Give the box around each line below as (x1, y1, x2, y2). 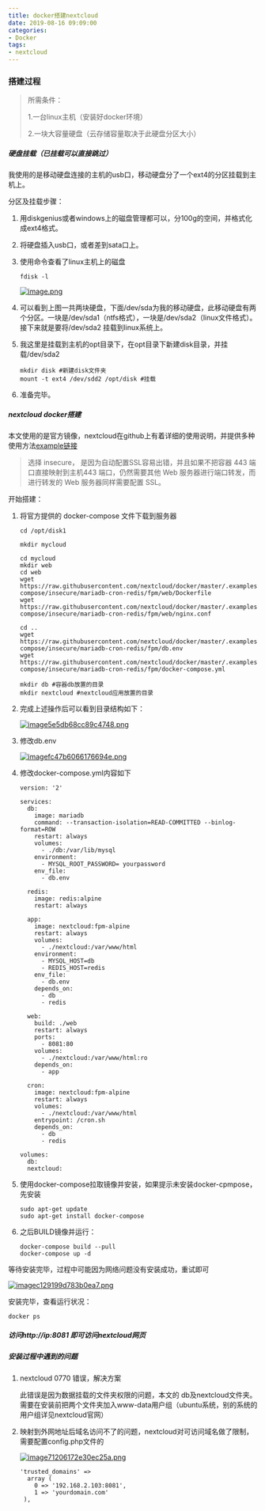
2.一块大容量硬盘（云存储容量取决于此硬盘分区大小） (27, 129, 201, 138)
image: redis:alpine (34, 895, 102, 903)
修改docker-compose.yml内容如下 (19, 768, 132, 778)
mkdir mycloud (19, 541, 66, 549)
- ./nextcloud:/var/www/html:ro (40, 1054, 148, 1062)
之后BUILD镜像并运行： (19, 1227, 97, 1236)
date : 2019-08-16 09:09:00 (8, 19, 97, 27)
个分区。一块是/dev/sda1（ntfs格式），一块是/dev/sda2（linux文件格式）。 (19, 313, 257, 323)
